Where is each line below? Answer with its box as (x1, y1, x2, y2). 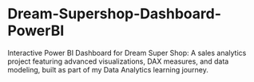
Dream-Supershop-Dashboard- (7, 5, 221, 23)
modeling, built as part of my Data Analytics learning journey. (7, 64, 209, 74)
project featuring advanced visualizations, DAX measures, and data (7, 57, 229, 66)
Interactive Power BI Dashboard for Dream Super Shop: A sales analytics (7, 48, 247, 57)
